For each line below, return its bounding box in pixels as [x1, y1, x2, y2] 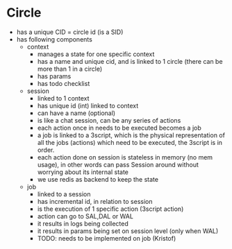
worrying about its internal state [37, 168, 129, 176]
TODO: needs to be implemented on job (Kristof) [37, 234, 176, 242]
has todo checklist [37, 79, 90, 87]
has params [37, 71, 72, 80]
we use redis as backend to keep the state [37, 175, 159, 183]
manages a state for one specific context [37, 50, 155, 58]
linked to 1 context [37, 94, 90, 102]
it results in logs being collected [37, 219, 129, 227]
